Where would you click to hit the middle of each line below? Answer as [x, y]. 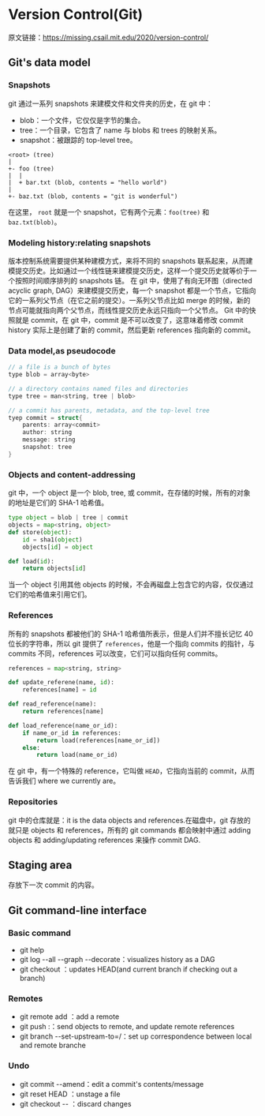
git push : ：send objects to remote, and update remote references [127, 1027]
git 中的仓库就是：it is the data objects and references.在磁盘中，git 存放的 [129, 820]
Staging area [40, 865]
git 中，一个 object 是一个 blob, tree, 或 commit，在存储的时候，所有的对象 [129, 493]
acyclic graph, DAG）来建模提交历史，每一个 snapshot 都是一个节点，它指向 [132, 290]
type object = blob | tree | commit [68, 518]
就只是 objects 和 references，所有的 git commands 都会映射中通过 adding [129, 830]
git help [32, 950]
